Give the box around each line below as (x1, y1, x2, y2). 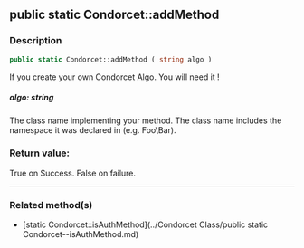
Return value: (9, 147, 71, 159)
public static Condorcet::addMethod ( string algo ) (9, 54, 213, 64)
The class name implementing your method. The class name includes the (9, 115, 282, 126)
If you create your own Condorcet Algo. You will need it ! (9, 72, 220, 82)
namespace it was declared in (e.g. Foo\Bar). (9, 124, 176, 135)
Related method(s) (9, 198, 93, 211)
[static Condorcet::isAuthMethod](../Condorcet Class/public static (22, 219, 269, 230)
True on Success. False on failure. (9, 167, 137, 178)
